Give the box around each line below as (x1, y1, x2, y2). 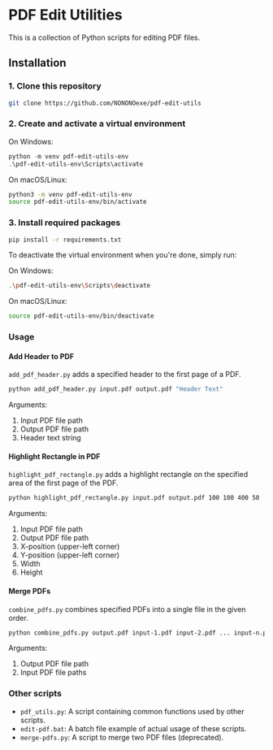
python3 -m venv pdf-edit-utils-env (8, 190, 132, 198)
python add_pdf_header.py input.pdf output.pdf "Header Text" (8, 385, 223, 393)
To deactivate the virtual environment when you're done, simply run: (8, 250, 237, 260)
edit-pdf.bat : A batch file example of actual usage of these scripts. (19, 723, 247, 733)
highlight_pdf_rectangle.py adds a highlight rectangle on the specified (8, 470, 249, 479)
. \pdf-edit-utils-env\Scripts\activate (8, 160, 144, 168)
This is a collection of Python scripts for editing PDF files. (8, 33, 201, 42)
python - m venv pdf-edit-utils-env (8, 152, 129, 160)
